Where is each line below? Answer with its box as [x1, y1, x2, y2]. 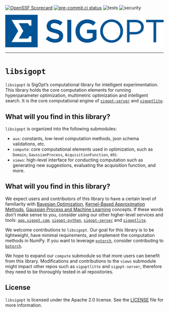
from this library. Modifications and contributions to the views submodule [5, 258, 156, 264]
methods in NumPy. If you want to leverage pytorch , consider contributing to [5, 237, 164, 243]
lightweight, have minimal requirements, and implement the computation [5, 232, 155, 238]
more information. [5, 302, 42, 308]
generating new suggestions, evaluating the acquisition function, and [12, 162, 156, 168]
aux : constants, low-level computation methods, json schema [12, 136, 139, 142]
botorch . [5, 242, 23, 249]
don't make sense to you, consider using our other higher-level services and [5, 212, 163, 218]
